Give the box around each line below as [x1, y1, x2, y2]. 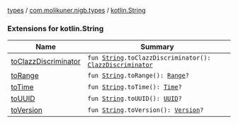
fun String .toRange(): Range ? [87, 72, 190, 80]
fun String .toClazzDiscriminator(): [87, 54, 211, 62]
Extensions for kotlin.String [7, 23, 104, 33]
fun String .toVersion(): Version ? [87, 106, 204, 114]
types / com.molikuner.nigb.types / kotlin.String [7, 6, 147, 14]
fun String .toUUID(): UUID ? [87, 95, 182, 103]
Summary [140, 42, 175, 52]
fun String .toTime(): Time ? [87, 83, 182, 91]
